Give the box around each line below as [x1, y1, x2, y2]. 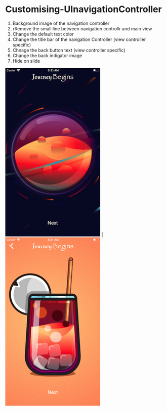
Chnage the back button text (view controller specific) [12, 47, 126, 53]
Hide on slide [12, 58, 40, 64]
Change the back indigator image [12, 52, 82, 59]
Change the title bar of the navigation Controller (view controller [12, 36, 146, 42]
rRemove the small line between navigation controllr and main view [12, 25, 152, 31]
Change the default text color [12, 31, 74, 37]
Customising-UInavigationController [5, 4, 162, 15]
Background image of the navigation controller [12, 20, 110, 26]
